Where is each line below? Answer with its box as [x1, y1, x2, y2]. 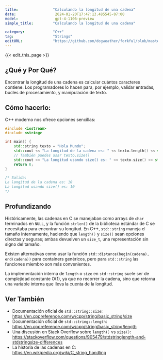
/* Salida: [5, 175, 27, 180]
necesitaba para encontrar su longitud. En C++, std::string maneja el [5, 225, 146, 232]
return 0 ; [14, 162, 34, 167]
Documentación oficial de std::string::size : [12, 308, 103, 314]
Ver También [5, 295, 45, 303]
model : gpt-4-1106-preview [5, 16, 95, 21]
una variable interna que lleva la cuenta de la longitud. [5, 281, 113, 287]
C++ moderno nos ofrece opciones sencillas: [5, 117, 96, 122]
